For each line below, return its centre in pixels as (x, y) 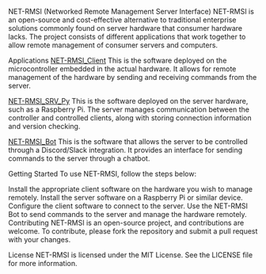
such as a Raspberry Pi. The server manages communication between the (129, 109)
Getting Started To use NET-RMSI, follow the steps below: (102, 174)
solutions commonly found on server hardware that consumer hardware (125, 28)
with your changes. (40, 240)
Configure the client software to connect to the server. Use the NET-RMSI (128, 206)
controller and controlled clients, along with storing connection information (130, 118)
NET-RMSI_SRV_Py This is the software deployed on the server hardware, (128, 101)
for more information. (43, 263)
